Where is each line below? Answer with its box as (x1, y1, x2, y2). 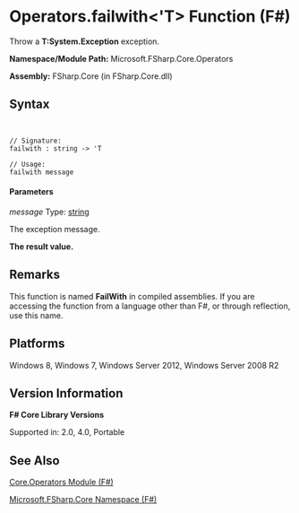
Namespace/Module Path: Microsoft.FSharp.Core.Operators (9, 53, 234, 64)
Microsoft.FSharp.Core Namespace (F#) (9, 494, 158, 505)
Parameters (9, 187, 54, 197)
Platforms (9, 336, 65, 352)
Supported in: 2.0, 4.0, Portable (9, 427, 125, 438)
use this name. (9, 309, 64, 320)
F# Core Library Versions (9, 410, 105, 421)
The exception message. (9, 223, 100, 234)
